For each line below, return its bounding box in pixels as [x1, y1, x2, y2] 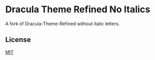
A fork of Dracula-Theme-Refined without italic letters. [5, 21, 120, 27]
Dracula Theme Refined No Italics [5, 4, 151, 15]
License [5, 35, 31, 44]
